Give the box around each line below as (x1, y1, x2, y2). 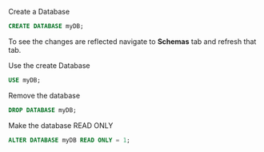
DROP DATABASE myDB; (8, 106, 78, 114)
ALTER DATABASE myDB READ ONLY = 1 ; (8, 136, 130, 144)
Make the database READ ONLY (8, 120, 114, 130)
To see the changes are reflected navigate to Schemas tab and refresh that (8, 36, 257, 46)
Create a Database (8, 7, 70, 16)
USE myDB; (8, 76, 42, 84)
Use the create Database (8, 60, 90, 70)
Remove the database (8, 90, 81, 100)
